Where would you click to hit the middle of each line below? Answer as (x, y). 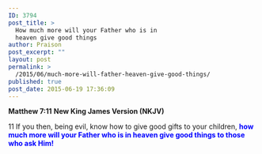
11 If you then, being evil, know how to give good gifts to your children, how (131, 126)
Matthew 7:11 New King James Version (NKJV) (86, 111)
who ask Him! (31, 144)
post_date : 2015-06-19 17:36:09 (61, 89)
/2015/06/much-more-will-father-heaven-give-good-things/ (113, 74)
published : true (35, 81)
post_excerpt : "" (37, 52)
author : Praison (35, 45)
